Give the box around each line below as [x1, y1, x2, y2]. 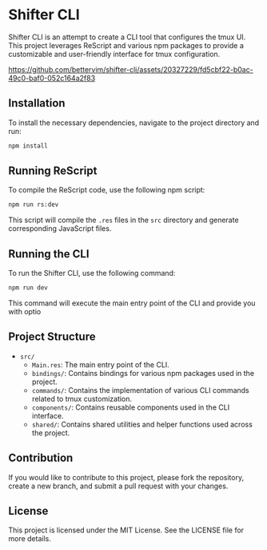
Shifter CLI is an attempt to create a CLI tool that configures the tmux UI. [8, 32, 246, 42]
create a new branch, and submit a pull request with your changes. [8, 481, 229, 491]
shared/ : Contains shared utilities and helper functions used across [31, 419, 253, 429]
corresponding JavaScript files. [8, 224, 112, 233]
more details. [8, 534, 52, 544]
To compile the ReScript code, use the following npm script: [8, 185, 205, 195]
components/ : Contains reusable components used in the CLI [31, 402, 230, 412]
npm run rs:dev [8, 200, 59, 209]
